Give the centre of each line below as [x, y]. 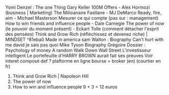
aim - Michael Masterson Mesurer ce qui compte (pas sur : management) [82, 18]
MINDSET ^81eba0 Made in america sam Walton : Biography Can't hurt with [84, 39]
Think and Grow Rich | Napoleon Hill [51, 76]
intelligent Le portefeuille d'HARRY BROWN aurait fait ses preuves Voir [79, 56]
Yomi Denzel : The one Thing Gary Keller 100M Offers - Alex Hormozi [78, 7]
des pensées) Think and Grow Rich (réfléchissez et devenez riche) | [76, 34]
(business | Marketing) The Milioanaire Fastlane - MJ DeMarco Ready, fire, [83, 13]
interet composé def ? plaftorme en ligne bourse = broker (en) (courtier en [83, 61]
